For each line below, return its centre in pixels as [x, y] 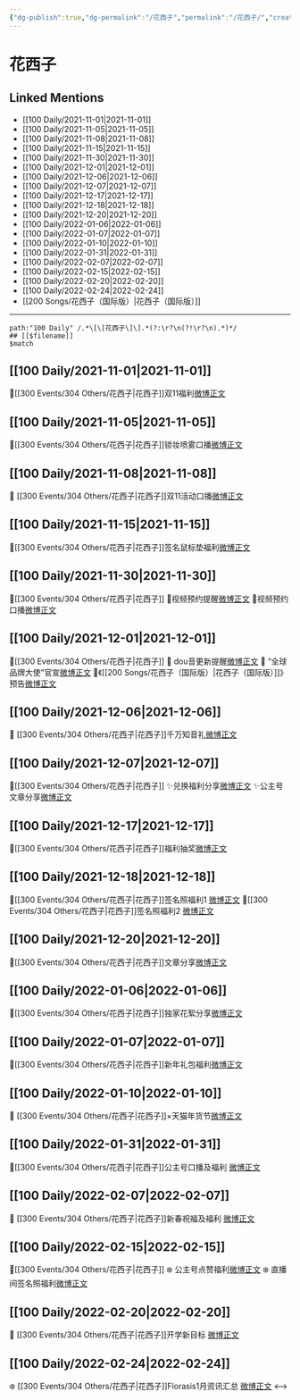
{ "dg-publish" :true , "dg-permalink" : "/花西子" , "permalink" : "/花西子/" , [139, 17]
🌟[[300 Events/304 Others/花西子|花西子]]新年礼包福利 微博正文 [126, 1065]
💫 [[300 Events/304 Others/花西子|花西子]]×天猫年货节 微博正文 [126, 1116]
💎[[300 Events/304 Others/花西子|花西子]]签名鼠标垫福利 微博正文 [130, 547]
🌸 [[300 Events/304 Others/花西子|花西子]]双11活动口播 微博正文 [126, 496]
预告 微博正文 [33, 683]
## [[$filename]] [42, 336]
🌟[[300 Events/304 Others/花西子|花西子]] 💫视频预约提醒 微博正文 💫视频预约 [149, 599]
